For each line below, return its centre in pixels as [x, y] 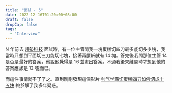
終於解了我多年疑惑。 [38, 85]
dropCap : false [22, 24]
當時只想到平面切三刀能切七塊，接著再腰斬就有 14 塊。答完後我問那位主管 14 [86, 55]
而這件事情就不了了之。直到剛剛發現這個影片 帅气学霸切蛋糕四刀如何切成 [82, 79]
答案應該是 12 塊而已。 [29, 68]
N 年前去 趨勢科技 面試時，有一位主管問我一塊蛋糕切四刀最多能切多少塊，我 [85, 49]
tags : [11, 29]
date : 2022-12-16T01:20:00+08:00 [41, 15]
